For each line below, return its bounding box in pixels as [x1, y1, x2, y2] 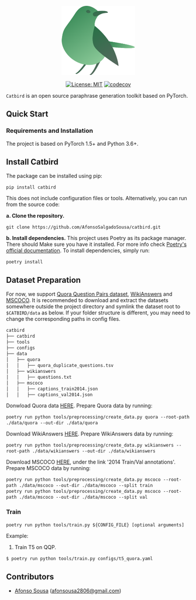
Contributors [6, 571, 54, 582]
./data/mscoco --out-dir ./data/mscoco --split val [19, 495, 148, 500]
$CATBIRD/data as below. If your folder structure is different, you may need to [6, 309, 191, 316]
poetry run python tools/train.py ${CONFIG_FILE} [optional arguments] [6, 522, 184, 528]
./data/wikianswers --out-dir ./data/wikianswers [32, 448, 156, 454]
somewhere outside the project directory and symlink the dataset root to [6, 303, 180, 310]
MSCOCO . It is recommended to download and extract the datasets [6, 297, 169, 304]
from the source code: [6, 201, 60, 208]
